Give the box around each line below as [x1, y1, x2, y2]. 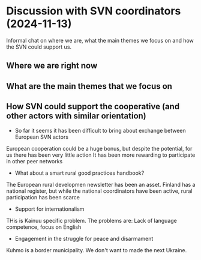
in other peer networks [6, 157, 63, 165]
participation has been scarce [6, 193, 80, 201]
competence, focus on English [6, 223, 82, 231]
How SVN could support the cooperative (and [6, 101, 180, 112]
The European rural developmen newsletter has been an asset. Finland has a [6, 181, 196, 188]
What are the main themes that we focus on [6, 81, 173, 91]
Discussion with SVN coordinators [6, 4, 181, 18]
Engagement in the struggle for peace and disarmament [14, 235, 154, 242]
